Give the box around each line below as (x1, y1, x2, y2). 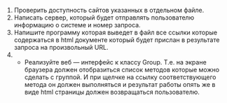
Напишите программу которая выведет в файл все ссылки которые (13, 28, 218, 36)
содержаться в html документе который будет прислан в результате (13, 36, 220, 44)
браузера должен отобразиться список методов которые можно (24, 66, 219, 74)
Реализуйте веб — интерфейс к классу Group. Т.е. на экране (24, 58, 207, 66)
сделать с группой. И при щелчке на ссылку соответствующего (24, 73, 216, 81)
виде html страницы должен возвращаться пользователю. (24, 88, 200, 96)
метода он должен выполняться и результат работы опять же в (24, 81, 216, 88)
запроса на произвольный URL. (13, 43, 109, 51)
